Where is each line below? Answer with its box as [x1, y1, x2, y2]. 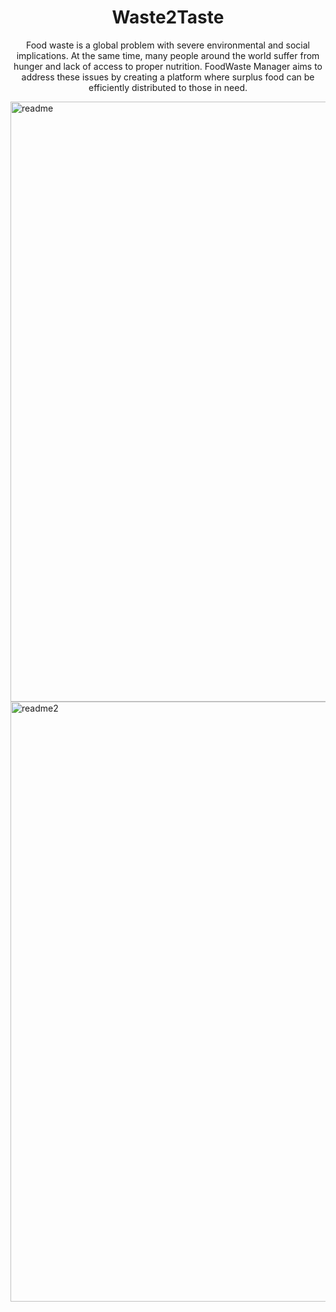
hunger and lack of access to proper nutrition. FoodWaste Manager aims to [13, 60, 323, 72]
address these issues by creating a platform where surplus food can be [21, 71, 315, 83]
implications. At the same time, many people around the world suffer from [16, 49, 320, 61]
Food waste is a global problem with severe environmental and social [26, 39, 310, 51]
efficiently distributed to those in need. [88, 81, 248, 93]
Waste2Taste [111, 6, 225, 29]
